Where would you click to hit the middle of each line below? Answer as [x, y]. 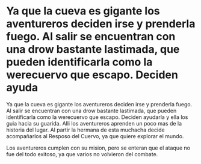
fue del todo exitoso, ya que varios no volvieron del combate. [82, 154]
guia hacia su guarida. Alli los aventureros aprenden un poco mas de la [94, 123]
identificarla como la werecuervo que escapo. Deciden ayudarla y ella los [97, 117]
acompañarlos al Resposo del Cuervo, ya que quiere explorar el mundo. [95, 136]
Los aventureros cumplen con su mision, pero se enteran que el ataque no [98, 148]
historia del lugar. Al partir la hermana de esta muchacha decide [85, 130]
